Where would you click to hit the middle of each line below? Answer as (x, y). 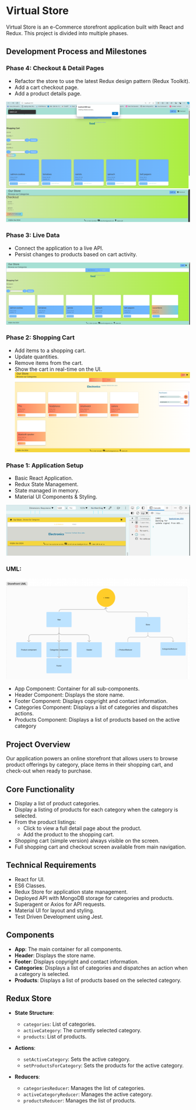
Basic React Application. (44, 478)
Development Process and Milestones (76, 52)
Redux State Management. (46, 484)
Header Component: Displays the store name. (69, 695)
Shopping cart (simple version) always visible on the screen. (87, 841)
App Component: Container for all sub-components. (77, 689)
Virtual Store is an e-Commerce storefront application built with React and (95, 27)
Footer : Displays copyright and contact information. (76, 961)
